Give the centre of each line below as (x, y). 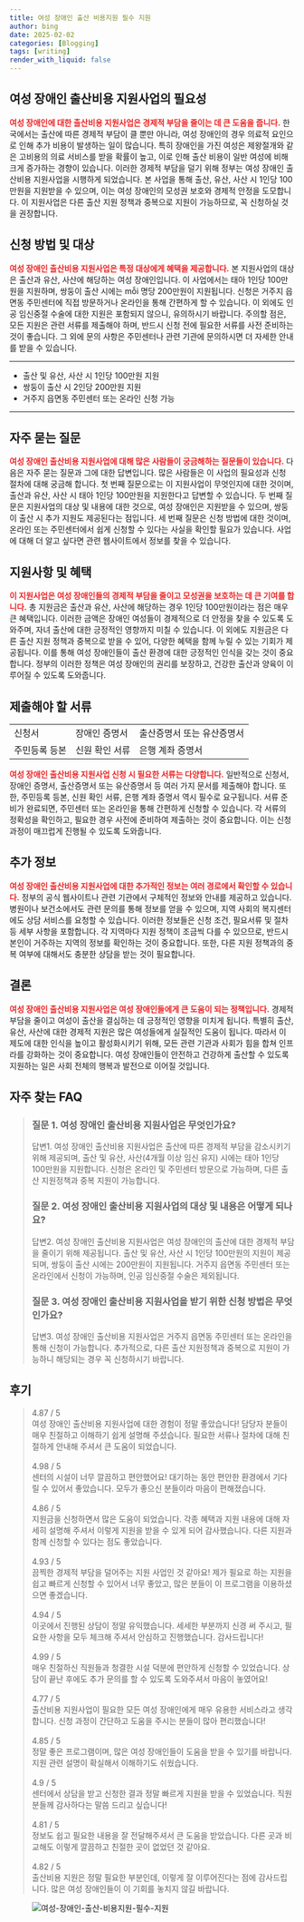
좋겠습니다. (68, 1594)
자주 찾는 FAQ (46, 1098)
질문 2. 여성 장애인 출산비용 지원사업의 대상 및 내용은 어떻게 (152, 1206)
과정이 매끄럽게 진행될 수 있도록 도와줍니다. (85, 831)
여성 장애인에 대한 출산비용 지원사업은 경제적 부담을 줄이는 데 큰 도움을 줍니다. (145, 123)
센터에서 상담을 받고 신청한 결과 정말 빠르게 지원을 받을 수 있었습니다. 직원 (161, 1793)
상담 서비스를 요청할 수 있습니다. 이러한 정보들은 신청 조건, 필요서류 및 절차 (157, 920)
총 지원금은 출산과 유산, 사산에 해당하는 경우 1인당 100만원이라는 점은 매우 (159, 607)
